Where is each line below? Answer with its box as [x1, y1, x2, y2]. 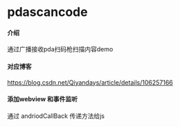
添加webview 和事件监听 [7, 95, 78, 103]
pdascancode [7, 4, 88, 20]
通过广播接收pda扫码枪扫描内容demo [7, 45, 114, 53]
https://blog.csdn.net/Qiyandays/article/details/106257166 [7, 78, 173, 87]
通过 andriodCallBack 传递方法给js [7, 112, 105, 120]
